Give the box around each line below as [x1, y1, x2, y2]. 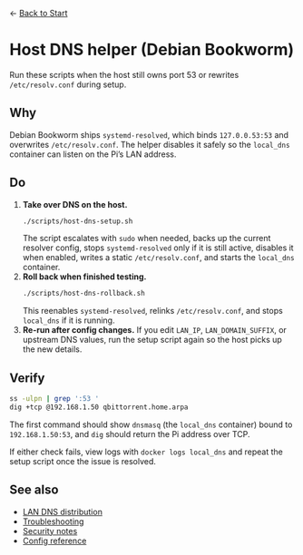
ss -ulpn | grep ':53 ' [9, 394, 100, 404]
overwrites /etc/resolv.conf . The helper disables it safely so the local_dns [9, 139, 290, 150]
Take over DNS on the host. [22, 199, 128, 209]
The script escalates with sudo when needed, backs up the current [22, 233, 271, 244]
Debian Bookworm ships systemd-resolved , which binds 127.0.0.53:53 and [9, 129, 288, 140]
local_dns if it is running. [22, 315, 115, 326]
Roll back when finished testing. [22, 271, 147, 282]
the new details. [22, 344, 83, 355]
